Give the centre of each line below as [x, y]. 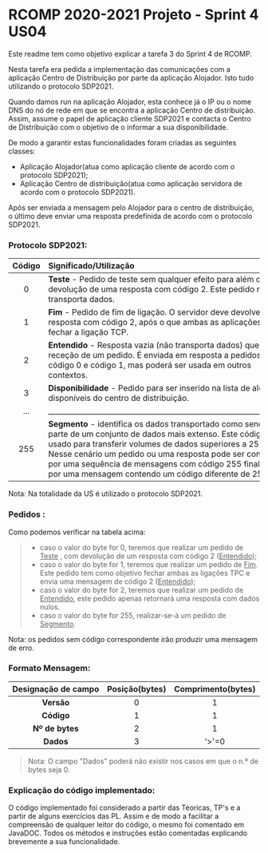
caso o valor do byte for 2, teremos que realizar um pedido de [142, 589]
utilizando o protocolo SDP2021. [61, 86]
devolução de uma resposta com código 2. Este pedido [152, 289]
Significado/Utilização [91, 266]
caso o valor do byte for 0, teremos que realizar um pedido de [142, 547]
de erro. [21, 648]
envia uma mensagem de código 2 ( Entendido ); [118, 581]
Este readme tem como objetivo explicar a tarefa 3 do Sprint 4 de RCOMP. [130, 54]
